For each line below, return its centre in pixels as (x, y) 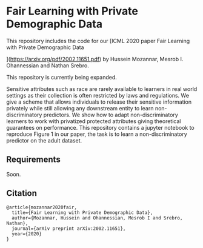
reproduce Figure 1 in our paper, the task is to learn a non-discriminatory (97, 134)
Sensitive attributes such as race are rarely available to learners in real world (102, 89)
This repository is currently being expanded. (62, 77)
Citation (22, 193)
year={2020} (27, 234)
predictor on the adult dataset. (44, 140)
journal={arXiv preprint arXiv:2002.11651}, (69, 229)
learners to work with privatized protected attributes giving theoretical (94, 121)
